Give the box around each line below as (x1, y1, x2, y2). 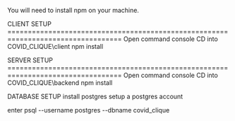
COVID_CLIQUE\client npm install (7, 42, 104, 50)
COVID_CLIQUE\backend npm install (7, 79, 113, 87)
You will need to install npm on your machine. (7, 6, 140, 14)
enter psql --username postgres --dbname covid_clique (7, 106, 170, 114)
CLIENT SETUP (7, 20, 52, 28)
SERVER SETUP (7, 56, 53, 64)
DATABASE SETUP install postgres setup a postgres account (7, 92, 183, 100)
